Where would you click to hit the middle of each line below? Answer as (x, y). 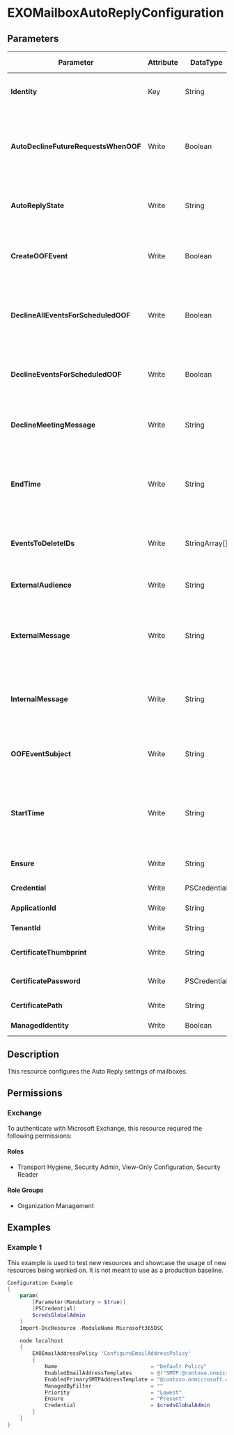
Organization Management (55, 1205)
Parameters (33, 39)
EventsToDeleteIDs (43, 543)
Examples (29, 1228)
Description (33, 1054)
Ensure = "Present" (115, 1399)
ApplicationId (34, 908)
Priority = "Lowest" (113, 1393)
